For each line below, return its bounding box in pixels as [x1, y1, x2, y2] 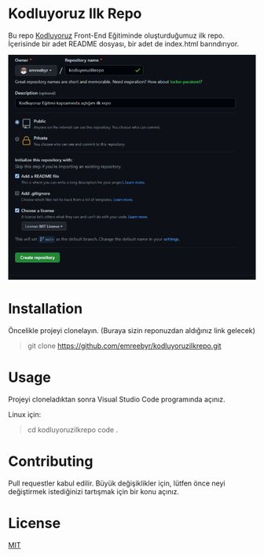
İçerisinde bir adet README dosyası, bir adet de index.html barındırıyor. [8, 38, 240, 48]
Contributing [8, 453, 93, 471]
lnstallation [8, 300, 83, 318]
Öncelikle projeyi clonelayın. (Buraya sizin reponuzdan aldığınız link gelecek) [8, 325, 255, 335]
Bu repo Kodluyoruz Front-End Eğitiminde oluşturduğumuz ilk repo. [8, 31, 225, 40]
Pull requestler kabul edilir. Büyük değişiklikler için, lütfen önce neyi [8, 478, 225, 488]
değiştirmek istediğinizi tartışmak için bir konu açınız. [8, 486, 179, 496]
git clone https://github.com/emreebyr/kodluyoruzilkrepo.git [27, 341, 222, 350]
